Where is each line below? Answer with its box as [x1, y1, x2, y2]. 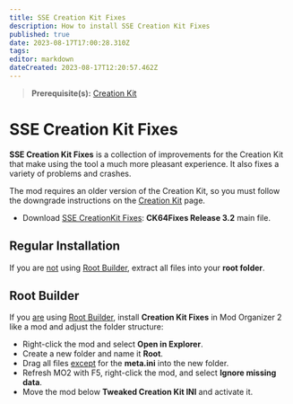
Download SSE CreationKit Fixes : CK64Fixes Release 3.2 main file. [22, 212, 271, 223]
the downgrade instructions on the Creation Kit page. [9, 195, 206, 206]
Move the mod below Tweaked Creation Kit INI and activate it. [22, 387, 254, 398]
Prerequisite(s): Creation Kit [30, 87, 137, 99]
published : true [9, 30, 70, 39]
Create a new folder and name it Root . [22, 348, 164, 359]
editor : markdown [9, 55, 74, 64]
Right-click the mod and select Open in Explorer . [22, 338, 203, 350]
